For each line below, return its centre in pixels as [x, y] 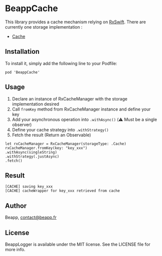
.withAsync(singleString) [31, 152]
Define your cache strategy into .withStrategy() [60, 129]
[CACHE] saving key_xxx [29, 187]
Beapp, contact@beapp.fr [31, 217]
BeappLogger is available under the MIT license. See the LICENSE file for [78, 244]
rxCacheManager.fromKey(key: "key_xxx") [46, 148]
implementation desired [36, 104]
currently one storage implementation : [44, 27]
